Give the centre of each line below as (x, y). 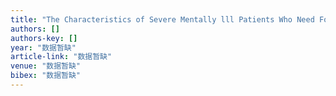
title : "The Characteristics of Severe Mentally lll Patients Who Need (162, 19)
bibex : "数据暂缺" (46, 76)
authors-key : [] (44, 38)
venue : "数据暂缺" (46, 66)
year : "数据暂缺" (43, 47)
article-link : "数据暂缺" (61, 57)
